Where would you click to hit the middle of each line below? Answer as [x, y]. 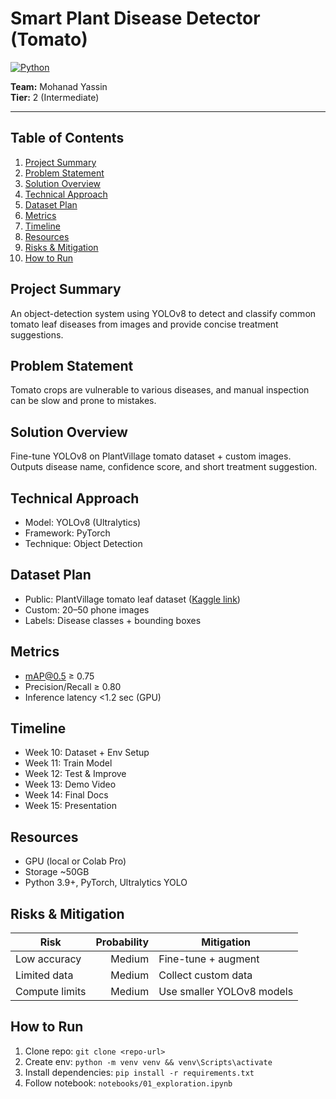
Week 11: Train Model [68, 763]
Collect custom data [205, 975]
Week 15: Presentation [70, 806]
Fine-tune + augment [209, 959]
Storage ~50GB [57, 872]
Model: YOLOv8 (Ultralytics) [83, 522]
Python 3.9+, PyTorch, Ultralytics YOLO [106, 883]
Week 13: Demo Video [70, 784]
